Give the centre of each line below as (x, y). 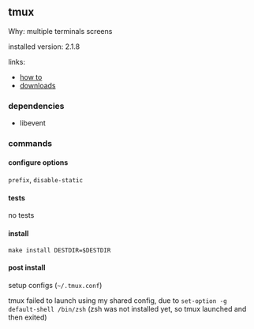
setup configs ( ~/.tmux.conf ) (55, 285)
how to (31, 77)
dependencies (36, 106)
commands (30, 144)
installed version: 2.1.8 (44, 47)
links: (17, 62)
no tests (21, 215)
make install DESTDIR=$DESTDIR (60, 250)
